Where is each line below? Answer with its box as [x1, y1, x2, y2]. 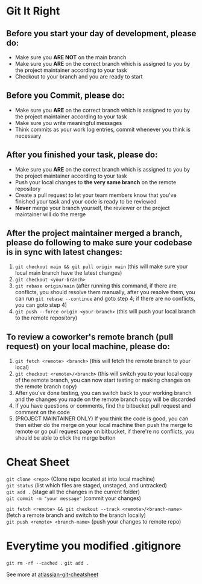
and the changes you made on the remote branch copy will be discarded [14, 396, 196, 403]
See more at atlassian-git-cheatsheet [6, 571, 99, 578]
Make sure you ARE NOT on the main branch [14, 54, 127, 61]
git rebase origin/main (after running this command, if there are [14, 282, 177, 289]
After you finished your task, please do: [6, 150, 158, 160]
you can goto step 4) [14, 301, 68, 309]
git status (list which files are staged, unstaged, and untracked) [6, 482, 168, 489]
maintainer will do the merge [14, 210, 86, 218]
